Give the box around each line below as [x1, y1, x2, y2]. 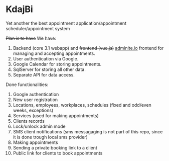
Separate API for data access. [13, 71, 75, 77]
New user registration [13, 97, 58, 103]
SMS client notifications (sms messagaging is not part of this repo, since [13, 128, 163, 134]
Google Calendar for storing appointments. [13, 61, 102, 67]
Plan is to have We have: [6, 35, 57, 41]
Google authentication [13, 91, 59, 97]
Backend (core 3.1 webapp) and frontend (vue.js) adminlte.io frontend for [13, 45, 164, 51]
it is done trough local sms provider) [13, 134, 88, 140]
